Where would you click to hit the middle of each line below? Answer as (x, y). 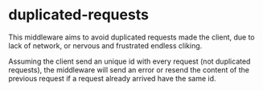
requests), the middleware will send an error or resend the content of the (129, 69)
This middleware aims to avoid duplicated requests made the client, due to (131, 37)
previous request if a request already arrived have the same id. (112, 78)
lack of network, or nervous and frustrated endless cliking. (105, 45)
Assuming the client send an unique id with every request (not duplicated (129, 61)
